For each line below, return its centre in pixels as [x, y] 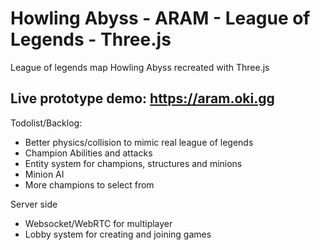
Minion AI [44, 174]
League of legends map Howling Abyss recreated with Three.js [140, 67]
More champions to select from [89, 184]
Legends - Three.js [91, 39]
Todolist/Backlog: [46, 123]
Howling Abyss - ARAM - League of [160, 18]
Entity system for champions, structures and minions [133, 163]
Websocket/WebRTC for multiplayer [98, 223]
